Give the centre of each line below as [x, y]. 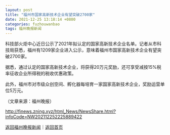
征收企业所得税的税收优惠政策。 [43, 73]
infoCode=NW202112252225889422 [44, 117]
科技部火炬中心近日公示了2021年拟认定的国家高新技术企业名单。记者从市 [81, 44]
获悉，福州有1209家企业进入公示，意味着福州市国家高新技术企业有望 [86, 50]
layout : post [19, 10]
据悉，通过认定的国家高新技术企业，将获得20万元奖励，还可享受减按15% [81, 67]
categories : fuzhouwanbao [32, 24]
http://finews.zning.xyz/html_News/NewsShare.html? [61, 111]
